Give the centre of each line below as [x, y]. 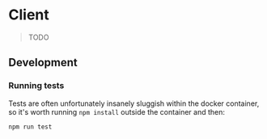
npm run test [30, 127]
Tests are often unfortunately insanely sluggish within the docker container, [134, 103]
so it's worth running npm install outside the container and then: [117, 112]
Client [29, 15]
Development [43, 63]
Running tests [36, 86]
